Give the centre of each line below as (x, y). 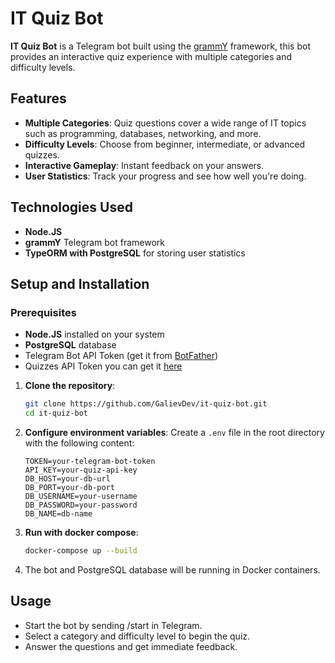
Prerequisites (43, 312)
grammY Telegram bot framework (94, 242)
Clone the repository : (70, 386)
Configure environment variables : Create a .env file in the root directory (174, 432)
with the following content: (79, 443)
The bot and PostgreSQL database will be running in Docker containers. (172, 569)
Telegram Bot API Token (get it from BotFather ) (121, 356)
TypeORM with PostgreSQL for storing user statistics (135, 253)
